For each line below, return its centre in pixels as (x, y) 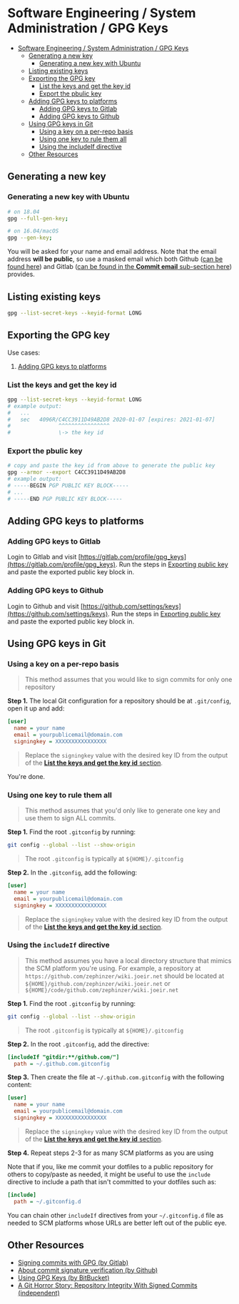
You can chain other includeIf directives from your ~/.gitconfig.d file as (115, 1215)
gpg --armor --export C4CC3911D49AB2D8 (67, 472)
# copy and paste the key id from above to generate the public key (111, 466)
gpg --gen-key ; (30, 238)
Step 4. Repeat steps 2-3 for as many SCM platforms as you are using (111, 1153)
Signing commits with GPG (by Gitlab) (73, 1262)
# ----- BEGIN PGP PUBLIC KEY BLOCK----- (68, 486)
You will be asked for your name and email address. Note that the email (112, 252)
